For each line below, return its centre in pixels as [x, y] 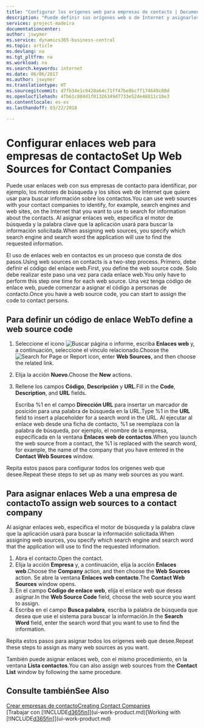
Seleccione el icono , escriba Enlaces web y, [105, 344]
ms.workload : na [27, 62]
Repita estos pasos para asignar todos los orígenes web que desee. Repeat [100, 641]
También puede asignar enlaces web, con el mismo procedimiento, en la [97, 659]
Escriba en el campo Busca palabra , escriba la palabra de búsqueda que [106, 610]
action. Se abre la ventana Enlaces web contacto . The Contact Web [100, 578]
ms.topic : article [29, 46]
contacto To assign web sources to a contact [92, 503]
